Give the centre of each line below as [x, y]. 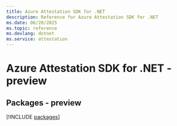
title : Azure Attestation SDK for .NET [56, 12]
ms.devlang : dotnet [30, 34]
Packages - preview [44, 103]
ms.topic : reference [32, 28]
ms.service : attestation [37, 39]
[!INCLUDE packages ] [33, 117]
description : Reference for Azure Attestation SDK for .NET [83, 17]
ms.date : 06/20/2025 [32, 22]
